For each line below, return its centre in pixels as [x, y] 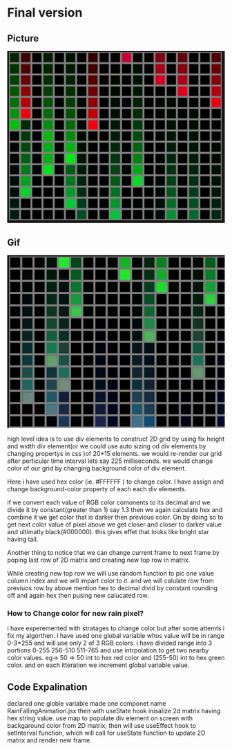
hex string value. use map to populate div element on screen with [100, 718]
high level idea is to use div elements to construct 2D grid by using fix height [116, 439]
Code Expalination [47, 687]
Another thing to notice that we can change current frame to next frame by [113, 552]
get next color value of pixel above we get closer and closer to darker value [115, 524]
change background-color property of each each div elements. [97, 489]
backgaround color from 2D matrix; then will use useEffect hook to [102, 726]
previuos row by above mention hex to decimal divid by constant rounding [113, 588]
